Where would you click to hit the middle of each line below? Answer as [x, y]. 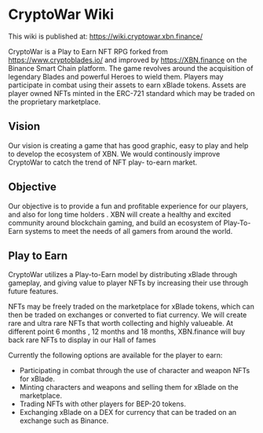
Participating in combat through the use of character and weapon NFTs [135, 371]
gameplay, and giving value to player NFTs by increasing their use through [128, 283]
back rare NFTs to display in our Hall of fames [82, 340]
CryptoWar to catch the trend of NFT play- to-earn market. [103, 162]
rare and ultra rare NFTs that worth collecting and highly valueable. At [121, 324]
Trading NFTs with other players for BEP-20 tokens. [102, 404]
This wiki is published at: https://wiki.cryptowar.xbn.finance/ [106, 36]
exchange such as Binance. [64, 421]
